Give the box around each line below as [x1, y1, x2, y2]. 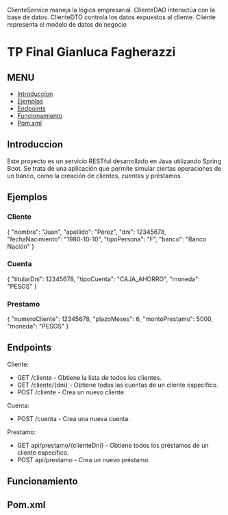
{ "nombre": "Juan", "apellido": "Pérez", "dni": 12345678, [7, 228, 166, 236]
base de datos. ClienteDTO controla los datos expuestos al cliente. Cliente [7, 13, 216, 21]
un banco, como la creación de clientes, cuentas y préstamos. [7, 171, 183, 180]
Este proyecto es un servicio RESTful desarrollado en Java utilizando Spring [7, 157, 221, 165]
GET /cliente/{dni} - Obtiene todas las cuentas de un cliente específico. [16, 381, 218, 389]
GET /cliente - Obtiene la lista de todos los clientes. [16, 373, 162, 381]
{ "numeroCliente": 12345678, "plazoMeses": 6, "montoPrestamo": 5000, [7, 315, 214, 323]
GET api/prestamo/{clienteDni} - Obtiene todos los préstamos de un [16, 441, 209, 449]
